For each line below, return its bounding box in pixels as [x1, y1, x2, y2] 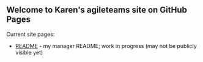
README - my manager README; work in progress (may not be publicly [15, 42, 197, 49]
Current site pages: [6, 30, 55, 38]
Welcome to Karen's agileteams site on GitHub [6, 5, 188, 15]
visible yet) [15, 49, 43, 56]
